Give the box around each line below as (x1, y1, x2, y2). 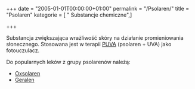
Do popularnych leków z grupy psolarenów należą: (6, 59, 131, 65)
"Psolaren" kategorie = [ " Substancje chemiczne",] (6, 11, 132, 18)
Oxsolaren (14, 70, 41, 77)
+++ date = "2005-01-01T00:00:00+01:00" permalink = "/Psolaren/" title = (6, 5, 190, 12)
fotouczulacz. (6, 47, 40, 54)
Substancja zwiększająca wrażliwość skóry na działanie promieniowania (6, 34, 184, 41)
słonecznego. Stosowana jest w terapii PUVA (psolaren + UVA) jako (6, 41, 172, 47)
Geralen (14, 77, 35, 83)
